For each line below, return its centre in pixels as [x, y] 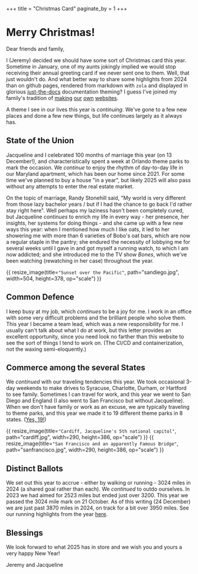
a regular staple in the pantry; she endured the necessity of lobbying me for [98, 241]
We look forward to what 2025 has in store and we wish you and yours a [94, 547]
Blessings [25, 533]
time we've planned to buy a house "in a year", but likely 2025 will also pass [98, 180]
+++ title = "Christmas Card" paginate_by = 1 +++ [67, 9]
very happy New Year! [33, 553]
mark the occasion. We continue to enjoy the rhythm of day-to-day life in [95, 167]
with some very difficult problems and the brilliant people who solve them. [96, 317]
